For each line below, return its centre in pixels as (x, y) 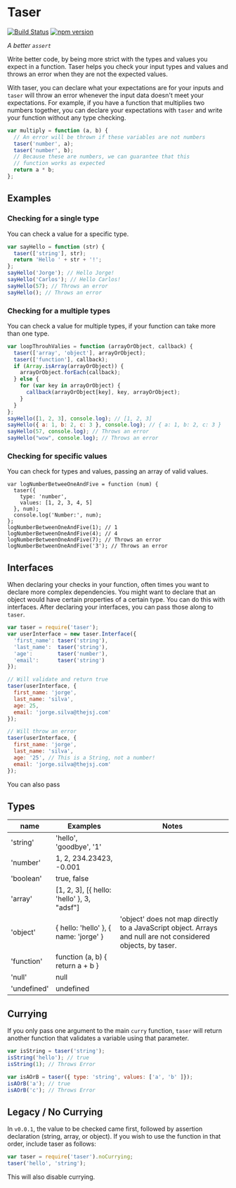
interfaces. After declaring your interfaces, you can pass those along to (111, 607)
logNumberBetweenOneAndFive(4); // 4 (63, 534)
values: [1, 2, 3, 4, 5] (56, 503)
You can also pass (34, 784)
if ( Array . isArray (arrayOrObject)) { (69, 366)
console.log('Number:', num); (58, 515)
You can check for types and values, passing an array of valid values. (108, 471)
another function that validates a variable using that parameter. (98, 1038)
